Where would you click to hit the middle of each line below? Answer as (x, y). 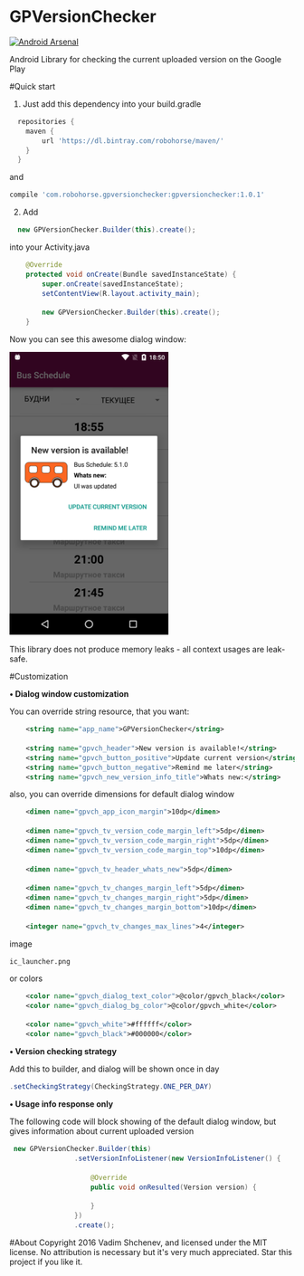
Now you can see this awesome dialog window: (98, 339)
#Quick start (33, 86)
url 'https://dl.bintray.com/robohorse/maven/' (133, 141)
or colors (26, 978)
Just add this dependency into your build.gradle (112, 104)
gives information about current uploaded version (102, 1131)
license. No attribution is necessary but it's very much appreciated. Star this (151, 1252)
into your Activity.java (50, 247)
